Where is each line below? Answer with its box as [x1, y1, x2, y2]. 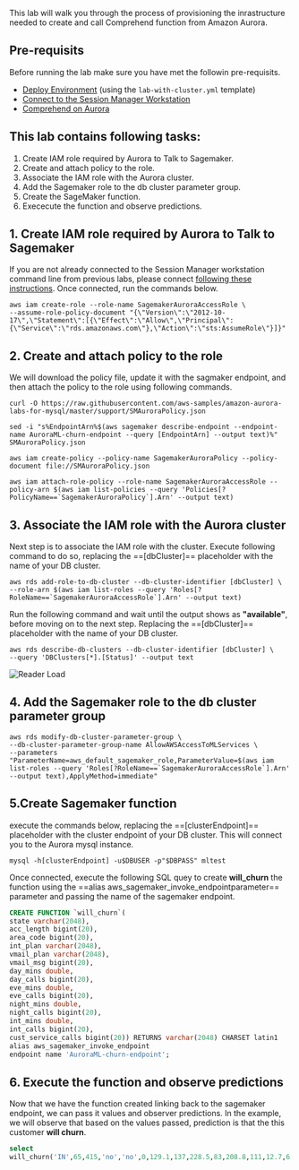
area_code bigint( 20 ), [9, 933, 94, 942]
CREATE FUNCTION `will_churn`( [9, 908, 126, 917]
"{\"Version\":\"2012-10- [129, 308, 226, 317]
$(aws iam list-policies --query [53, 486, 178, 495]
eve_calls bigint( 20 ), [9, 992, 94, 1001]
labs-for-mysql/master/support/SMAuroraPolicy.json [9, 407, 206, 416]
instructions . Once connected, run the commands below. [9, 283, 218, 294]
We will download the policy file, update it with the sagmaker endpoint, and [9, 372, 286, 383]
